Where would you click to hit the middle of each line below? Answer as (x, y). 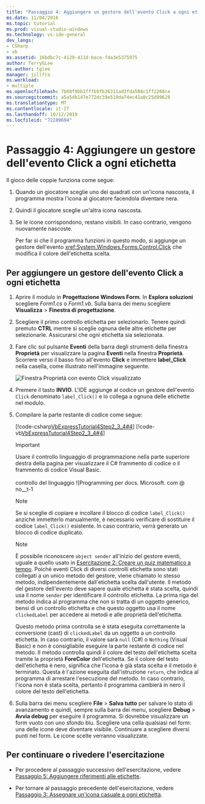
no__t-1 (24, 489)
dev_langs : (20, 40)
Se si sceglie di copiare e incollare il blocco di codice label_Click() (100, 513)
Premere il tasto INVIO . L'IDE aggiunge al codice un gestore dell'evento (104, 390)
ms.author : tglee (28, 69)
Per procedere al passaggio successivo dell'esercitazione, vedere (98, 769)
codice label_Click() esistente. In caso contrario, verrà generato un (101, 526)
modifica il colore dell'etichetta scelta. (63, 254)
